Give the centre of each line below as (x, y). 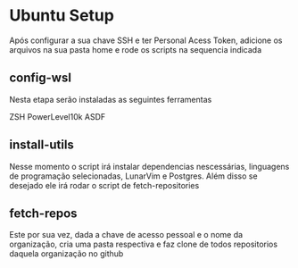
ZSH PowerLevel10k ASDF (58, 116)
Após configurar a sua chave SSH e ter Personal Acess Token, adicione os (146, 40)
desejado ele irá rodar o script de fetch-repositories (104, 185)
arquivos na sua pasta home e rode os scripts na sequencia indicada (136, 49)
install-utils (41, 145)
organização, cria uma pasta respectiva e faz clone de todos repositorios (144, 244)
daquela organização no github (66, 254)
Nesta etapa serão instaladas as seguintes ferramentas (111, 99)
